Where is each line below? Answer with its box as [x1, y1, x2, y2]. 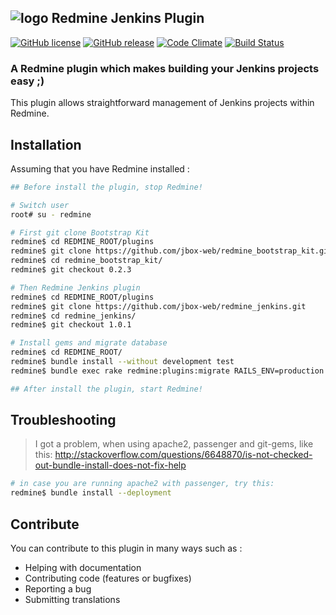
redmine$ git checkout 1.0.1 [10, 320, 132, 330]
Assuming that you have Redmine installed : [10, 162, 190, 175]
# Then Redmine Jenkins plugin [10, 282, 141, 293]
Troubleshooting [10, 412, 117, 429]
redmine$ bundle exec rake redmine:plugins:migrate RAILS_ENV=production [10, 366, 325, 376]
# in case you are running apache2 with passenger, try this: [10, 479, 275, 489]
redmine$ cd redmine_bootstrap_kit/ [10, 256, 163, 266]
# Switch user [10, 200, 70, 210]
